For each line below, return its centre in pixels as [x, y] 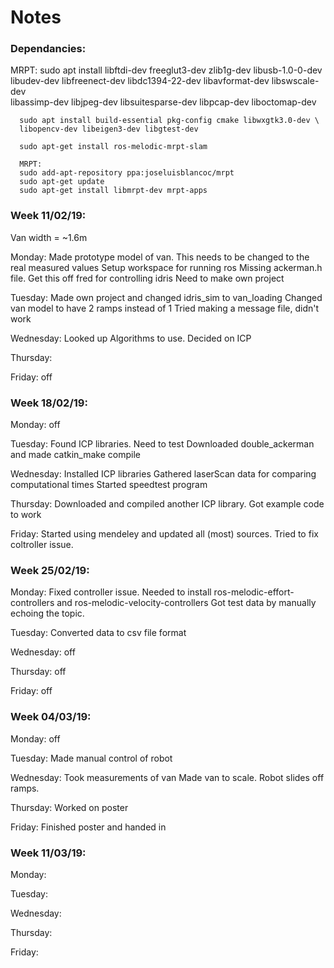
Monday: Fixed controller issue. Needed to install [111, 592]
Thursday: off [38, 672]
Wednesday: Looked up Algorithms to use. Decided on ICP [131, 338]
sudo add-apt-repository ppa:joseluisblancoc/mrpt [127, 173]
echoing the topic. [47, 613]
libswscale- [295, 81]
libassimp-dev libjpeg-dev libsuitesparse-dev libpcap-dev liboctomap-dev [163, 102]
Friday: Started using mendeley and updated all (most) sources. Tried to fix [164, 534]
